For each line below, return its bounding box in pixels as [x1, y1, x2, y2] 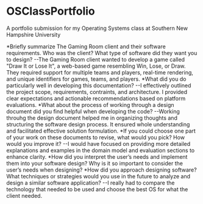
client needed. [6, 192, 43, 199]
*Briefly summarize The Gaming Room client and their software [6, 43, 166, 50]
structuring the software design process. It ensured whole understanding [6, 120, 190, 128]
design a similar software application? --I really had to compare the [6, 179, 175, 186]
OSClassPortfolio [6, 4, 96, 18]
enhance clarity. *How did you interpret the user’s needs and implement [6, 153, 188, 160]
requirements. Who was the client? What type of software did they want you [6, 49, 198, 56]
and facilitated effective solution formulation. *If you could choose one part [6, 127, 196, 134]
